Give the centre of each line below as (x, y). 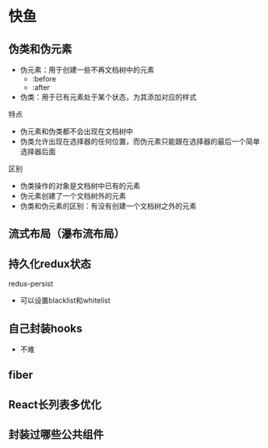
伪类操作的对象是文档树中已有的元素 (80, 186)
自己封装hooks (45, 328)
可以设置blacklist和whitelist (65, 300)
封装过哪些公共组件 (56, 435)
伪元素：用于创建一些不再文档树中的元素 (87, 70)
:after (41, 87)
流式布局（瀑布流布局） (66, 234)
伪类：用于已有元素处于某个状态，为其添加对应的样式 (108, 97)
